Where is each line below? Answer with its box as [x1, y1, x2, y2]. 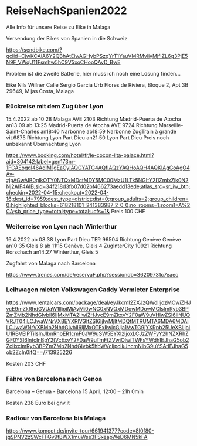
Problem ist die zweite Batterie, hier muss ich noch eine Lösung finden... [6, 70, 181, 77]
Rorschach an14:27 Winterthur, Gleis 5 [6, 248, 98, 256]
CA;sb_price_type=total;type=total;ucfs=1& [6, 208, 110, 215]
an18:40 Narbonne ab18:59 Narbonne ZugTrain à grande [40, 128, 177, 135]
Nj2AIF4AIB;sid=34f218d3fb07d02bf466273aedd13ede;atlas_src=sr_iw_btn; [6, 183, 191, 190]
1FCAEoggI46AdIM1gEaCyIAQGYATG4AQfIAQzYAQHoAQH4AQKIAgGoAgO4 [6, 164, 191, 171]
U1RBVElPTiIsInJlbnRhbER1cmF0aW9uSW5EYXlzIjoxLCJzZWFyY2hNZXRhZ [6, 330, 189, 337]
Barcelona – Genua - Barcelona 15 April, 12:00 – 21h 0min [6, 388, 144, 395]
